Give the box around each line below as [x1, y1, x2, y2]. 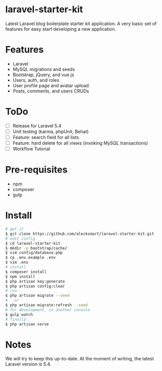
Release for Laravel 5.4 [12, 123, 61, 129]
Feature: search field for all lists [12, 134, 79, 140]
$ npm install [5, 274, 36, 279]
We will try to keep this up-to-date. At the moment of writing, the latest [5, 356, 154, 362]
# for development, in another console [5, 307, 90, 312]
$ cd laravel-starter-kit [5, 241, 60, 246]
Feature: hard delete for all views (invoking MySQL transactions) [12, 140, 148, 146]
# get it [5, 226, 24, 231]
